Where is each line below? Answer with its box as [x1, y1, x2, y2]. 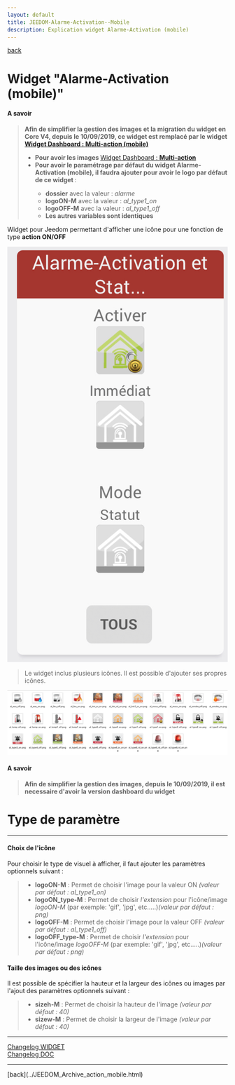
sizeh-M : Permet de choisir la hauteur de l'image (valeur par [34, 1000, 212, 1009]
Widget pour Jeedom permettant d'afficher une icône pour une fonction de [7, 225, 224, 233]
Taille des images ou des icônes [7, 964, 102, 972]
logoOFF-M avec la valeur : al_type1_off [45, 204, 160, 212]
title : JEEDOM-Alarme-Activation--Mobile [7, 18, 130, 26]
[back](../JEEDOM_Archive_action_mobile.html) [7, 1070, 143, 1079]
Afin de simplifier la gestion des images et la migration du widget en [24, 125, 226, 133]
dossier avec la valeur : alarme [45, 189, 135, 198]
